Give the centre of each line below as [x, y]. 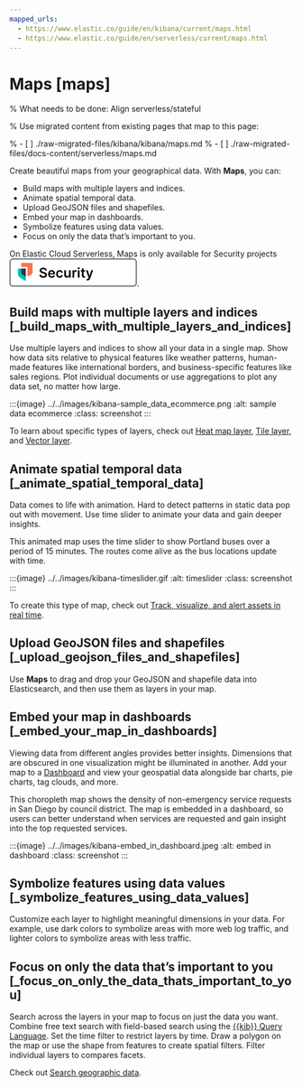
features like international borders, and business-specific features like [162, 367]
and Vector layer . [41, 441]
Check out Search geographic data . [75, 1073]
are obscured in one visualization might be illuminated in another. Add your [148, 762]
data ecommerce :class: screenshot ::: [80, 413]
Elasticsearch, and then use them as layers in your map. [113, 688]
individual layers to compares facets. [78, 1055]
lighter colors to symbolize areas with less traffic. [101, 938]
